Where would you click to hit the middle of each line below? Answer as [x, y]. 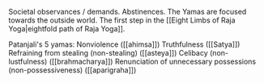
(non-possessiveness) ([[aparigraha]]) [72, 70]
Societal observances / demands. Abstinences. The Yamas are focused [128, 12]
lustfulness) [28, 61]
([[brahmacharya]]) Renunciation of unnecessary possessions [153, 61]
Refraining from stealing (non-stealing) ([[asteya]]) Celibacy [108, 53]
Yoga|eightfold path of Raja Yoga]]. [67, 29]
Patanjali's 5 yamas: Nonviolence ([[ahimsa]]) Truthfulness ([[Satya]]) [124, 44]
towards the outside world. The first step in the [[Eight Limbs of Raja [122, 20]
